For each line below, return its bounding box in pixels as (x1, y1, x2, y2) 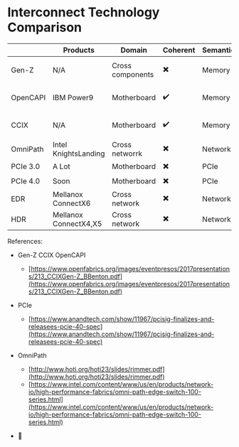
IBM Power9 (52, 92, 94, 102)
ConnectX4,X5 (52, 218, 102, 228)
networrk (112, 149, 143, 158)
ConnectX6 (52, 198, 91, 208)
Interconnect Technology (7, 4, 160, 21)
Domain (120, 45, 148, 55)
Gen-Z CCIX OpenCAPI (17, 250, 86, 259)
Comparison (7, 19, 83, 36)
